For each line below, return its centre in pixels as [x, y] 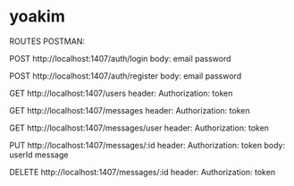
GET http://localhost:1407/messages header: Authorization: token [130, 110]
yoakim [37, 17]
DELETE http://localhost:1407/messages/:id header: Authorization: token [142, 172]
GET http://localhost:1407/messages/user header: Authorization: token [139, 128]
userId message [39, 155]
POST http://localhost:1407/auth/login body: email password [120, 58]
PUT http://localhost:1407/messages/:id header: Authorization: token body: [147, 145]
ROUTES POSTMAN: [47, 41]
